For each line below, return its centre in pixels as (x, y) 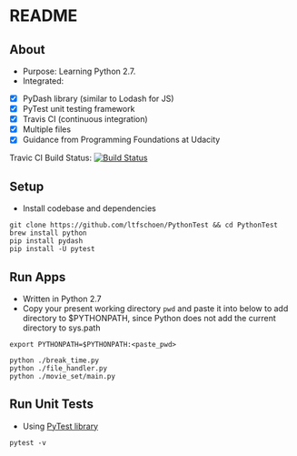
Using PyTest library (60, 426)
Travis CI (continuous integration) (85, 119)
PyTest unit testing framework (79, 109)
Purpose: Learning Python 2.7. (79, 71)
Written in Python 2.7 (62, 299)
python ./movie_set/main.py (63, 376)
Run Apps (38, 277)
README (44, 16)
